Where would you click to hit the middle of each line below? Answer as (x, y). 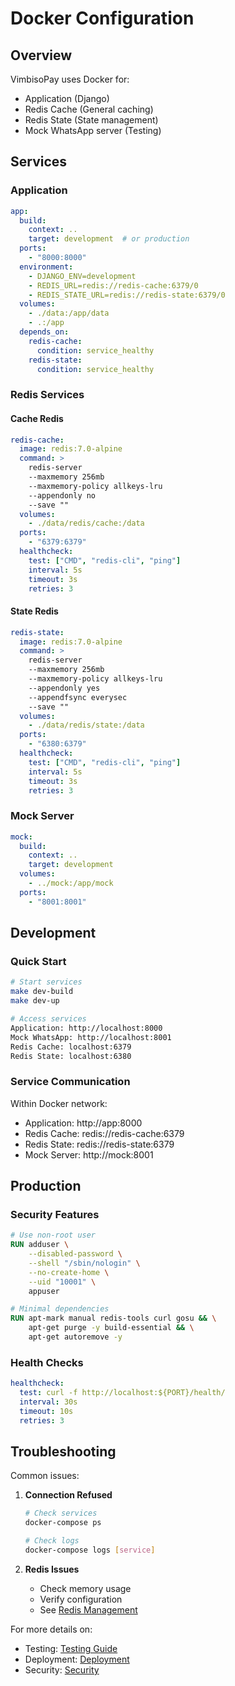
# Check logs (52, 1541)
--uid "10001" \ (62, 1282)
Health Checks (47, 1362)
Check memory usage (85, 1588)
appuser (44, 1291)
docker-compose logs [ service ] (90, 1550)
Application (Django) (67, 98)
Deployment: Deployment (77, 1659)
